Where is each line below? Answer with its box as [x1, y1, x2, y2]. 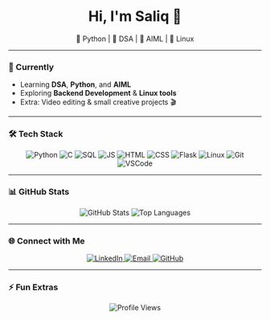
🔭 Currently [8, 61, 55, 72]
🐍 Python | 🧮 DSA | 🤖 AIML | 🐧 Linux [76, 34, 194, 43]
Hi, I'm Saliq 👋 [88, 7, 182, 26]
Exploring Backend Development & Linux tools [19, 88, 177, 98]
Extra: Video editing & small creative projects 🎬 [19, 97, 177, 107]
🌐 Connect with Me [8, 235, 86, 246]
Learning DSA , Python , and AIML [19, 80, 132, 89]
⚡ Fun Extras [8, 281, 59, 293]
